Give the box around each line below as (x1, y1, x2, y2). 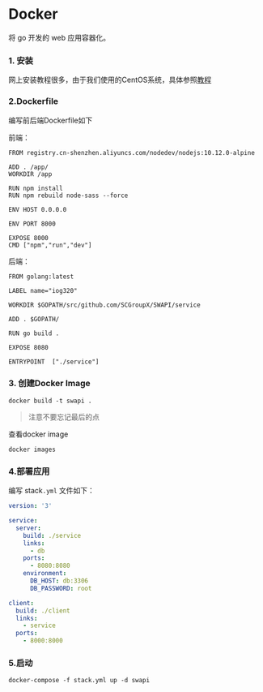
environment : (23, 570, 67, 578)
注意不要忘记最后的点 (28, 411, 100, 422)
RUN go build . (8, 329, 60, 337)
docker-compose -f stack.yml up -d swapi (8, 677, 151, 685)
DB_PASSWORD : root (29, 584, 92, 592)
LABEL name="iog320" (8, 286, 78, 294)
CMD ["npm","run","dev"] (8, 241, 92, 249)
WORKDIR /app (8, 170, 53, 178)
